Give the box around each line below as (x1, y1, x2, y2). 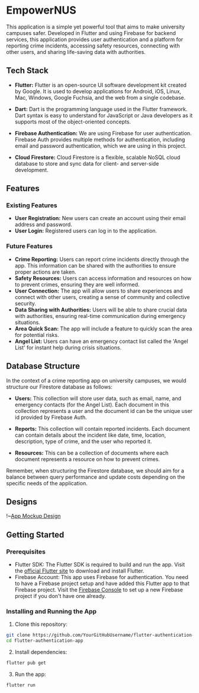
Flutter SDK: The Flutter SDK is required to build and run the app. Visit (14, 561, 185, 568)
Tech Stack (6, 66, 49, 76)
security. (14, 300, 37, 307)
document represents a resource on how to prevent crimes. (14, 455, 160, 463)
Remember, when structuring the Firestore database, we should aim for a (6, 467, 185, 474)
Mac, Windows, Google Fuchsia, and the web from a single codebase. (14, 94, 186, 101)
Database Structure (6, 361, 80, 371)
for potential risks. (14, 331, 59, 338)
